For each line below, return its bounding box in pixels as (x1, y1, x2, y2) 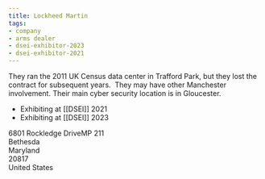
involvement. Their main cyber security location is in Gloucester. (8, 89, 222, 98)
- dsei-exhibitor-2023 (8, 42, 85, 50)
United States (8, 163, 54, 172)
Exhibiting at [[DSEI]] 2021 (19, 104, 107, 114)
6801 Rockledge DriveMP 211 (8, 128, 105, 138)
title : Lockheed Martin (8, 11, 89, 20)
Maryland (8, 146, 40, 155)
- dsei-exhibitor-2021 (8, 49, 85, 57)
